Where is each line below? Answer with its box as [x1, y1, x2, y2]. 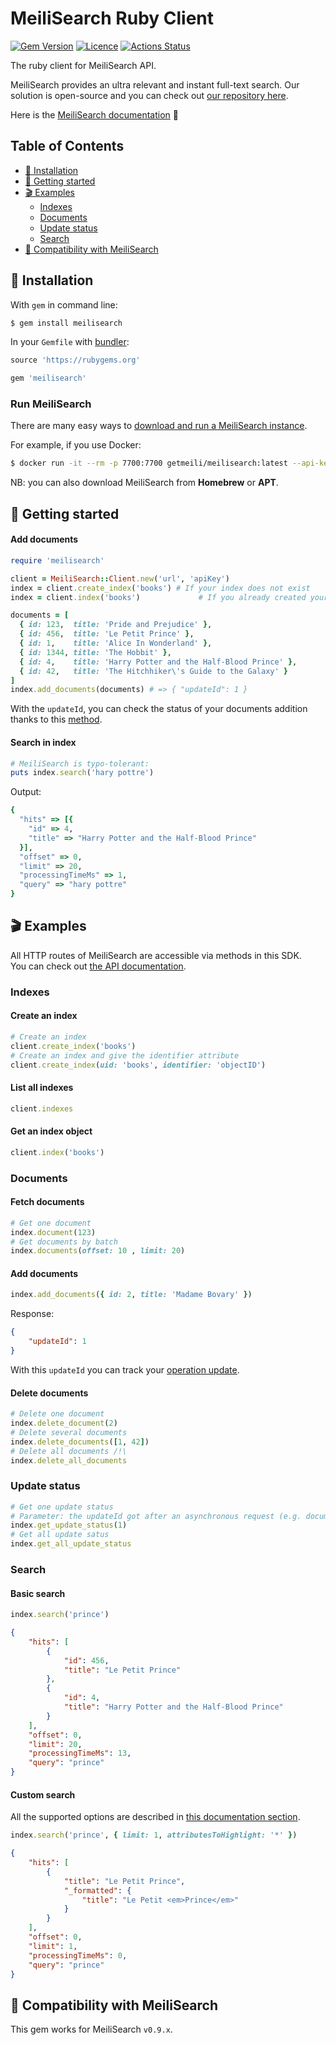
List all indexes [10, 1082, 74, 1094]
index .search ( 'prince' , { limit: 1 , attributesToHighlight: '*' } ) [10, 1830, 298, 1841]
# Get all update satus [10, 1530, 110, 1540]
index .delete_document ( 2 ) [10, 1418, 118, 1429]
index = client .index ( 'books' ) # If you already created [10, 592, 307, 602]
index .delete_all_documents [10, 1455, 128, 1466]
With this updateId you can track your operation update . [10, 1363, 240, 1376]
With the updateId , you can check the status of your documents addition [10, 703, 308, 715]
